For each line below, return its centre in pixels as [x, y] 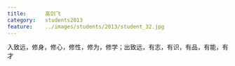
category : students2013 [45, 20]
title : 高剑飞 [34, 14]
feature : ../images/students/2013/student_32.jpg [86, 26]
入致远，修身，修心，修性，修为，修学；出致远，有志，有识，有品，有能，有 [118, 47]
